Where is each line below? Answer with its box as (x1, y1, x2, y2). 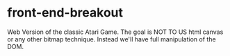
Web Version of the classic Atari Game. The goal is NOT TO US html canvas (7, 28, 224, 36)
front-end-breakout (7, 5, 124, 21)
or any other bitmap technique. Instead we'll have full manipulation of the (7, 35, 217, 43)
